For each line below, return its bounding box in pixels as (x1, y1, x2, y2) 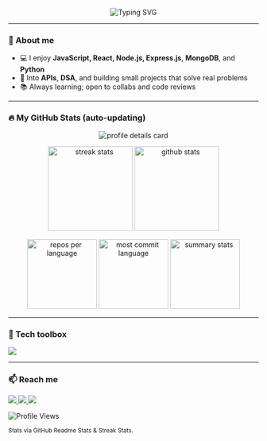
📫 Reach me (8, 373, 58, 385)
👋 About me (8, 34, 54, 45)
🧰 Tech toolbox (8, 328, 68, 339)
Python (19, 64, 45, 75)
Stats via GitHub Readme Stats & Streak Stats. (8, 427, 133, 435)
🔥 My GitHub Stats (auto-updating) (8, 112, 146, 123)
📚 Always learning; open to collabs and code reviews (19, 82, 196, 91)
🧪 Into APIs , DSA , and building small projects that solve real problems (19, 73, 248, 83)
